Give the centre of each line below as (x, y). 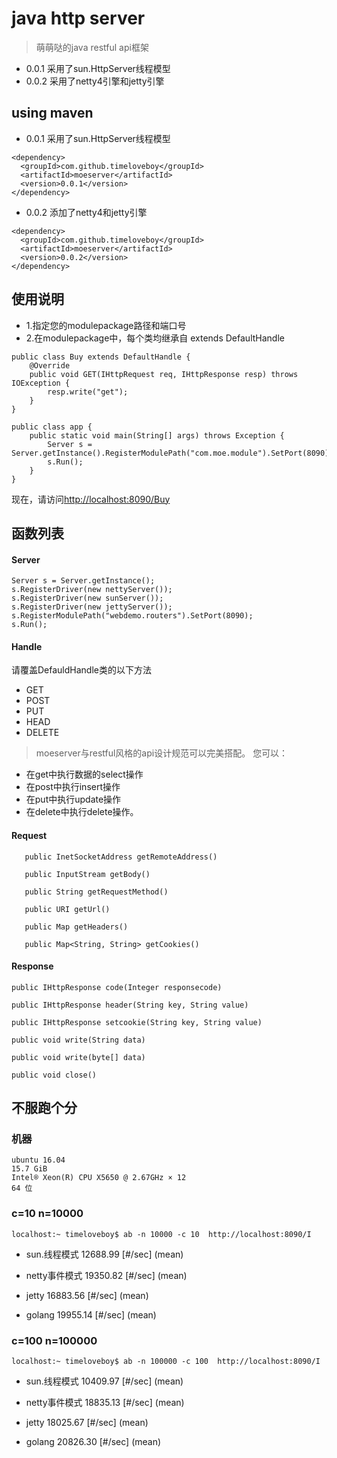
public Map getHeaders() (76, 927)
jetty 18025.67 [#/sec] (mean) (87, 1423)
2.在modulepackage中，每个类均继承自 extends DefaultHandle (155, 338)
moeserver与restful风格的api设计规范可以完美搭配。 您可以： (162, 753)
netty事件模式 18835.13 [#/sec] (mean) (105, 1403)
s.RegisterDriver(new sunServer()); (87, 598)
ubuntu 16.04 (38, 1160)
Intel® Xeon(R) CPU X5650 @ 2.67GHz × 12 (99, 1178)
